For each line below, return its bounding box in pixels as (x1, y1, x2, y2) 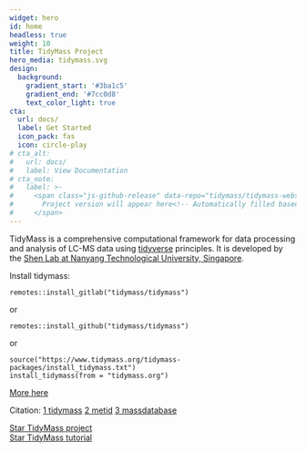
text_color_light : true (25, 98, 117, 108)
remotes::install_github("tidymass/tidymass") (9, 321, 189, 331)
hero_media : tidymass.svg (9, 56, 107, 65)
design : (9, 65, 39, 74)
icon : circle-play (17, 140, 88, 149)
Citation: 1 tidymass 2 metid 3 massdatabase (9, 405, 178, 416)
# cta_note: (9, 174, 55, 183)
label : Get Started (17, 124, 92, 133)
